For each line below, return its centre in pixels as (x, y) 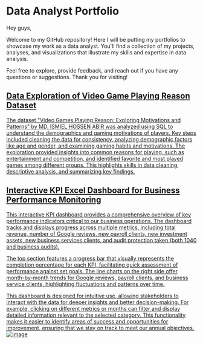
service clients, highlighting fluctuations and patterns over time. (85, 284)
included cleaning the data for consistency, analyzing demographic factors (99, 139)
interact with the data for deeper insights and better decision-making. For (98, 302)
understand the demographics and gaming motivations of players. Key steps (101, 133)
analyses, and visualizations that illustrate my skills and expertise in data (96, 52)
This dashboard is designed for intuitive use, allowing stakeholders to (93, 296)
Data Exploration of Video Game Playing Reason (98, 96)
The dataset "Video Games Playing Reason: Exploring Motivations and (94, 120)
